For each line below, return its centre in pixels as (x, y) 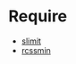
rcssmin (36, 50)
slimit (31, 41)
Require (38, 16)
